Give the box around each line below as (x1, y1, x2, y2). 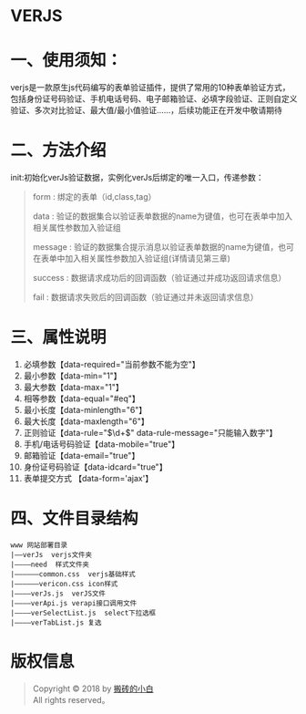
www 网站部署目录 (10, 540, 67, 550)
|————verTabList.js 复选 (10, 617, 102, 627)
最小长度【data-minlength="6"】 (23, 405, 148, 415)
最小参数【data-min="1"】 (23, 370, 122, 381)
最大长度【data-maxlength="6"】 (23, 416, 149, 427)
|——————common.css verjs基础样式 (10, 569, 136, 579)
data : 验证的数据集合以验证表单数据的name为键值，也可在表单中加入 (32, 211, 293, 222)
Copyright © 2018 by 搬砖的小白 (32, 683, 154, 694)
